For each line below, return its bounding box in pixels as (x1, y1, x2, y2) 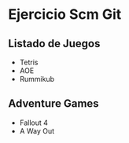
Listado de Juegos (8, 37, 101, 50)
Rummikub (19, 75, 55, 83)
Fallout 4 (19, 118, 49, 127)
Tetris (19, 57, 39, 67)
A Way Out (19, 126, 55, 135)
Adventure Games (8, 97, 100, 111)
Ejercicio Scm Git (8, 5, 122, 24)
